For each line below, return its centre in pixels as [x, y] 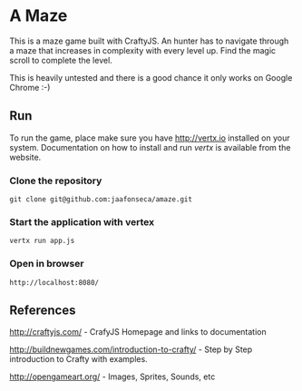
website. [25, 157]
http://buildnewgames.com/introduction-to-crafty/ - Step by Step [131, 349]
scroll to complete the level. [61, 60]
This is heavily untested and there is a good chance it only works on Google [151, 77]
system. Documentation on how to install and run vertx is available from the [150, 147]
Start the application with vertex [82, 221]
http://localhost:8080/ [54, 282]
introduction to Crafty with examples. [78, 359]
